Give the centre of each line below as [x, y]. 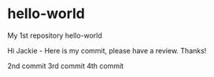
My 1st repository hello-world [55, 35]
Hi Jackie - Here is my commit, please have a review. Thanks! [107, 50]
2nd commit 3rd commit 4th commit [65, 66]
